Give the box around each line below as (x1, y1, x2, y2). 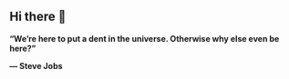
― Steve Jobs (9, 60, 63, 71)
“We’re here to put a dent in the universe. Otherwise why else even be (9, 33, 280, 44)
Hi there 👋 (9, 9, 67, 25)
